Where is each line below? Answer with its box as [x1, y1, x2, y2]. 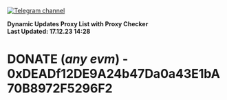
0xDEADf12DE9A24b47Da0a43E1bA [7, 66, 220, 82]
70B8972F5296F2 [7, 81, 113, 97]
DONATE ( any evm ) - [7, 52, 129, 67]
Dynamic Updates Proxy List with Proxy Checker [7, 20, 149, 28]
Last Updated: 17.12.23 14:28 [7, 28, 91, 35]
